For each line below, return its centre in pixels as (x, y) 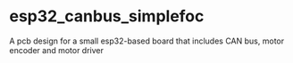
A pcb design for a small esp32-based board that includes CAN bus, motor (146, 41)
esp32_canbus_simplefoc (107, 16)
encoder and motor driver (57, 50)
